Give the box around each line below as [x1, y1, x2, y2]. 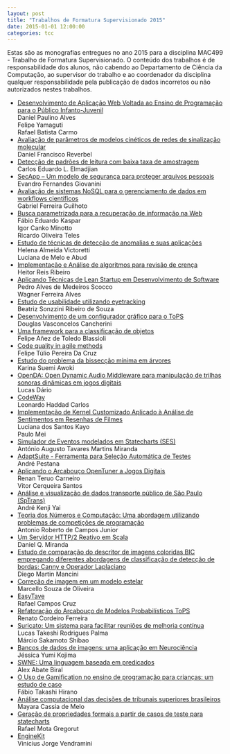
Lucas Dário [17, 386, 52, 394]
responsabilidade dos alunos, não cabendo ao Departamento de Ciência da [7, 63, 222, 71]
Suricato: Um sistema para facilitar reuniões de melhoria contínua [17, 622, 204, 630]
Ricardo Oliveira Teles [17, 231, 80, 240]
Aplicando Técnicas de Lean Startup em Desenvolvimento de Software [17, 275, 220, 284]
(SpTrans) [17, 496, 46, 505]
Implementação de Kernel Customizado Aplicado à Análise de [17, 408, 194, 417]
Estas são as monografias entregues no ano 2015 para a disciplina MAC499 [7, 49, 224, 57]
